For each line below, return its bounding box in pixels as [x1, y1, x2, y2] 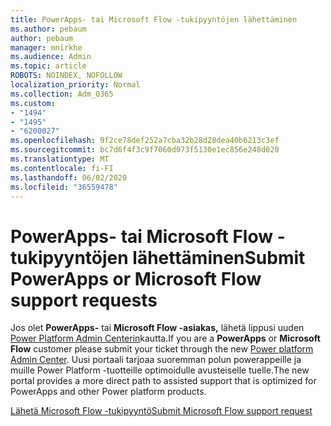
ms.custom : [10, 98, 56, 108]
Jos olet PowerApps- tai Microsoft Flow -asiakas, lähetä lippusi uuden [10, 322, 305, 334]
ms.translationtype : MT [10, 154, 110, 164]
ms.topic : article [10, 61, 87, 71]
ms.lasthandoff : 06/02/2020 [10, 172, 128, 183]
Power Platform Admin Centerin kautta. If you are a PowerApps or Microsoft [10, 332, 321, 345]
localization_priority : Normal [10, 80, 141, 90]
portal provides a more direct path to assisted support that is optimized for [10, 375, 317, 387]
